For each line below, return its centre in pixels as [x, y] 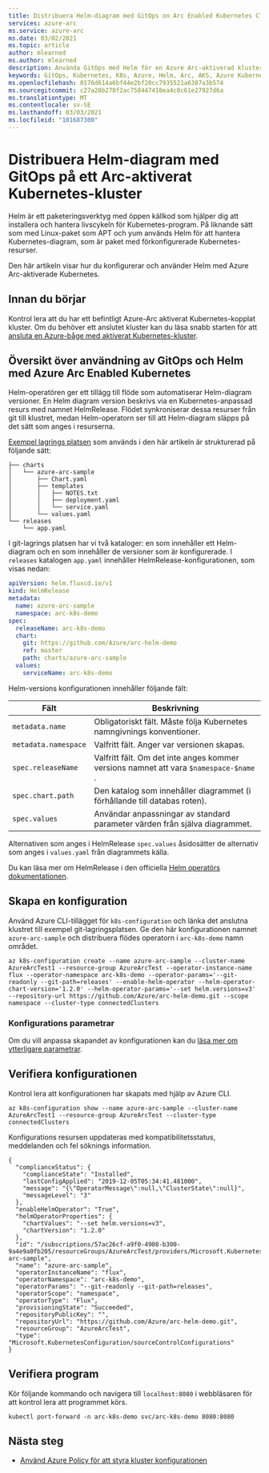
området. [23, 946]
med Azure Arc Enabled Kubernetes [100, 373]
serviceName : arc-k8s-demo [68, 673]
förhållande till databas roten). [151, 801]
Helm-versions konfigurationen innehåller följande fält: [98, 688]
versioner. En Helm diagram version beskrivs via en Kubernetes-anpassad [130, 401]
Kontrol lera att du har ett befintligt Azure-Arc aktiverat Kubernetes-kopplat [132, 318]
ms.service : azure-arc [46, 30]
